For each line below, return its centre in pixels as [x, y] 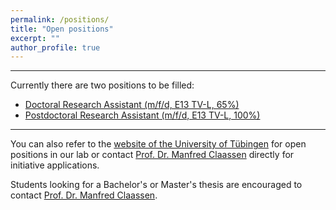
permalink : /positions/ [60, 19]
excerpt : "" [35, 38]
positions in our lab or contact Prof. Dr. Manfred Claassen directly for [152, 155]
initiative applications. [55, 165]
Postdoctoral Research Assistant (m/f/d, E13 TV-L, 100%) [142, 115]
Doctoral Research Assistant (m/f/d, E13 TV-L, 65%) [132, 105]
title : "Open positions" [62, 29]
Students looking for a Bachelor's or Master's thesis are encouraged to [156, 185]
